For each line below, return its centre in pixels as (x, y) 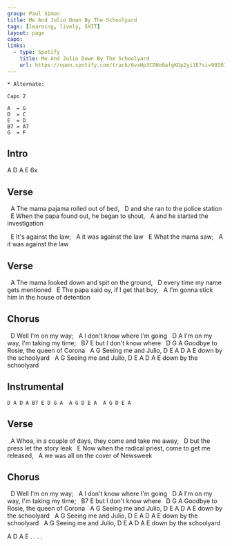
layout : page (26, 33)
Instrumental (36, 387)
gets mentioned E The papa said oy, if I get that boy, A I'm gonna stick (110, 290)
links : (17, 46)
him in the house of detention (49, 298)
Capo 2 (17, 96)
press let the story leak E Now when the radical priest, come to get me (109, 448)
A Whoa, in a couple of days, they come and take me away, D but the (110, 441)
